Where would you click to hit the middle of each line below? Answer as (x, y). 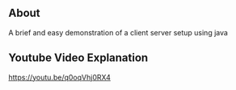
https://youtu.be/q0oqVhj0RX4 (60, 77)
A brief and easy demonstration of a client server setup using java (118, 32)
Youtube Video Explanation (78, 58)
